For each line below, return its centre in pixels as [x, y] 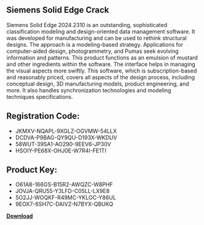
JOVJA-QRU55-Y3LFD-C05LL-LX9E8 [62, 191]
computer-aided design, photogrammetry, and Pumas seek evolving [92, 51]
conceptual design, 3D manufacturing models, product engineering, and [98, 84]
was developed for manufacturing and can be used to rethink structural [97, 38]
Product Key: [32, 170]
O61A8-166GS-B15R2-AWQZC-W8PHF [64, 184]
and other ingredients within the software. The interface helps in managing [101, 64]
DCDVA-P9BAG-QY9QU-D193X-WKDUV [66, 137]
